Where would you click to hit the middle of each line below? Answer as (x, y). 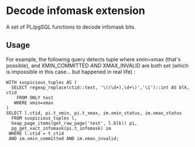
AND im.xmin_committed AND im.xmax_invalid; (64, 138)
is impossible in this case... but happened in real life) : (71, 72)
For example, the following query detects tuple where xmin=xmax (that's (93, 59)
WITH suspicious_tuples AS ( (42, 82)
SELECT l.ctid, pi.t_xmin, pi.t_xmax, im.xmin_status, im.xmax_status (94, 113)
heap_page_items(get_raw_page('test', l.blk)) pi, (74, 123)
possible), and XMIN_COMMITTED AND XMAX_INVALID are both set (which (97, 65)
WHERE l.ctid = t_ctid (36, 133)
